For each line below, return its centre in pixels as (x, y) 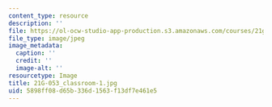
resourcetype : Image (43, 76)
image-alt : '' (39, 68)
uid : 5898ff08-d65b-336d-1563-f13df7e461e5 (83, 91)
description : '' (36, 23)
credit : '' (34, 61)
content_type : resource (49, 16)
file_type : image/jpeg (47, 38)
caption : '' (36, 53)
